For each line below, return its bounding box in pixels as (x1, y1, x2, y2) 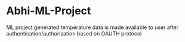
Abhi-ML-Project (6, 4, 91, 18)
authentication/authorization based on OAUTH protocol (6, 30, 142, 37)
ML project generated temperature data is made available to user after (6, 24, 179, 31)
